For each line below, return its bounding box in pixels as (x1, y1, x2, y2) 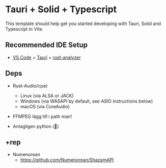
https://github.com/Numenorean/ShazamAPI (20, 157, 114, 163)
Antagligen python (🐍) (12, 123, 59, 129)
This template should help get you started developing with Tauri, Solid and (5, 20, 161, 27)
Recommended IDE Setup (5, 41, 88, 50)
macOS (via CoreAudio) (20, 103, 70, 109)
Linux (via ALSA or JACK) (20, 92, 74, 99)
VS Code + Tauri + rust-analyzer (12, 54, 81, 60)
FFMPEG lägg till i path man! (12, 113, 72, 119)
